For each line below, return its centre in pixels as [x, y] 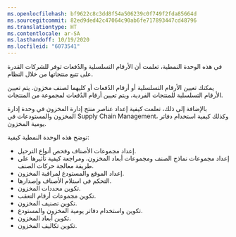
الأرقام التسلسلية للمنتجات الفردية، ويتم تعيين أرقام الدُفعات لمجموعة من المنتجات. [115, 95]
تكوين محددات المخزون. [49, 188]
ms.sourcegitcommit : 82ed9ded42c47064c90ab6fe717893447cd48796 [102, 20]
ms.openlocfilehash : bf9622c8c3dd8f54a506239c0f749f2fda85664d [102, 14]
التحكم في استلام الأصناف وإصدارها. [64, 181]
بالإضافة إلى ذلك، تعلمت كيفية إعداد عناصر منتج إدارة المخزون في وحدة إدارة [107, 109]
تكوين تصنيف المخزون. [47, 203]
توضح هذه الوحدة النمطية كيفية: [49, 137]
